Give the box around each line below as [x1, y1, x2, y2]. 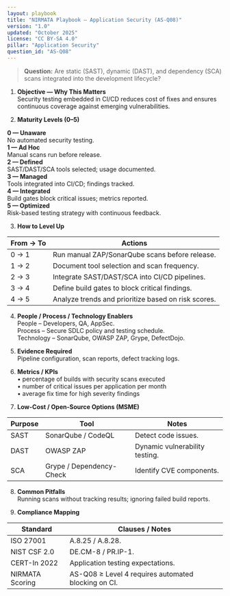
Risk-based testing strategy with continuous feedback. [7, 208, 162, 216]
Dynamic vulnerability [134, 441, 205, 451]
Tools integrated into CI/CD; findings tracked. [7, 179, 135, 188]
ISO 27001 [10, 536, 47, 545]
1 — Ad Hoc [7, 143, 40, 151]
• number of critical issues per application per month [16, 382, 166, 390]
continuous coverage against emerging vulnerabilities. [16, 102, 170, 110]
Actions [121, 238, 148, 247]
